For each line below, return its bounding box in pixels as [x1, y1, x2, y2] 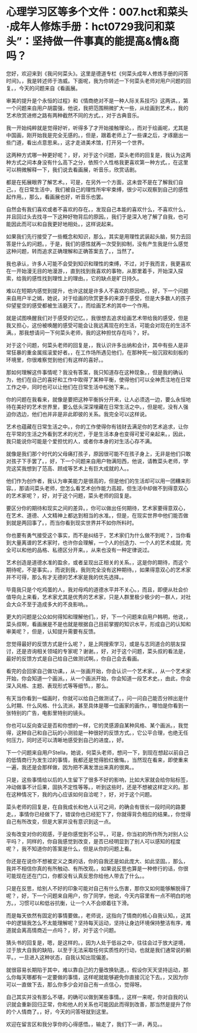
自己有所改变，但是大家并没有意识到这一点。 [6, 817, 114, 825]
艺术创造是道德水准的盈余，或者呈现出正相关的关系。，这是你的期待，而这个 [6, 558, 189, 566]
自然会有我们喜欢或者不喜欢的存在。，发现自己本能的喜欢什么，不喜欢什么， [6, 206, 189, 213]
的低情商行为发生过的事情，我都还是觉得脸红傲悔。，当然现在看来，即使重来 [6, 756, 189, 763]
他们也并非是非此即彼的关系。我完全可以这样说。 [31, 410, 150, 418]
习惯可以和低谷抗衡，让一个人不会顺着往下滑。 [18, 899, 132, 906]
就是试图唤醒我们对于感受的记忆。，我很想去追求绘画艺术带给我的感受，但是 [6, 314, 189, 321]
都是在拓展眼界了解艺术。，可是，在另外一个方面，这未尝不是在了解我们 [6, 179, 178, 186]
